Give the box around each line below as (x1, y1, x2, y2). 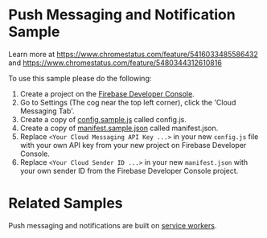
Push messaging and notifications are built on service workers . (8, 220, 217, 230)
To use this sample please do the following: (8, 73, 152, 83)
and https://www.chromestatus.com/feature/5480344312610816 (8, 58, 223, 68)
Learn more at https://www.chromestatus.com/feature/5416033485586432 (8, 49, 259, 59)
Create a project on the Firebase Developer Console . (19, 88, 195, 98)
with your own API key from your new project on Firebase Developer (19, 140, 247, 150)
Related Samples (8, 195, 123, 212)
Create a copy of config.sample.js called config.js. (19, 114, 187, 124)
